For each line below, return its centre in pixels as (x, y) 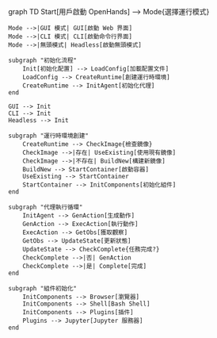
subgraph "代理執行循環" (46, 207)
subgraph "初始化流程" (43, 60)
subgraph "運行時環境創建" (48, 136)
